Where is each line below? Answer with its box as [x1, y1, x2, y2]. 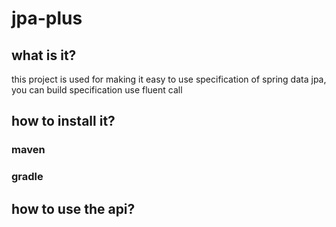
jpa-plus [11, 7, 83, 30]
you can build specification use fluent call [11, 84, 183, 96]
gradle [11, 170, 44, 184]
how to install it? [11, 113, 116, 130]
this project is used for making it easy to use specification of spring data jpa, [11, 73, 327, 85]
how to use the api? [11, 200, 136, 217]
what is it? [11, 47, 77, 64]
